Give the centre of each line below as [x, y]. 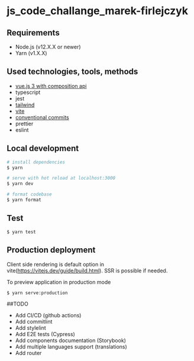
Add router [28, 353]
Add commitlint [34, 321]
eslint [22, 130]
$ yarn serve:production [37, 293]
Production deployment [51, 250]
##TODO [17, 304]
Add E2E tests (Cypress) [45, 334]
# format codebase [29, 194]
